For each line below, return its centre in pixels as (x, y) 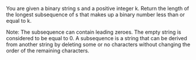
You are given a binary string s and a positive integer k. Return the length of (98, 8)
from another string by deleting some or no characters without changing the (98, 44)
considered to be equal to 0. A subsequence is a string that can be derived (97, 38)
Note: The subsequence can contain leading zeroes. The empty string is (94, 32)
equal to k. (19, 21)
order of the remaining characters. (48, 51)
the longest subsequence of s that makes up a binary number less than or (96, 15)
